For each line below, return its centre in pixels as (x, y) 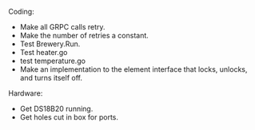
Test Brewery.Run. (50, 44)
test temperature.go (53, 61)
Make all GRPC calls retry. (62, 27)
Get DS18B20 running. (56, 108)
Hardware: (26, 93)
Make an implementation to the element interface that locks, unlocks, (133, 69)
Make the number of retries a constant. (84, 35)
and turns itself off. (51, 78)
